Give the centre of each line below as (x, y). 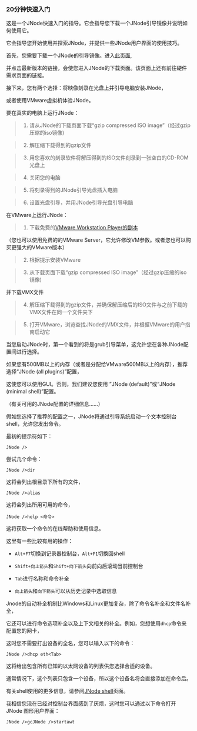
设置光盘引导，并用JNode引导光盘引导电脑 (81, 203)
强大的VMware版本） (42, 248)
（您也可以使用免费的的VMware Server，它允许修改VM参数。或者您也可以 (96, 240)
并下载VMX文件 (25, 292)
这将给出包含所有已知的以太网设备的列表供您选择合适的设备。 (81, 666)
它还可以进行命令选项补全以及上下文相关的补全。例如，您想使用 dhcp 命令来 (96, 623)
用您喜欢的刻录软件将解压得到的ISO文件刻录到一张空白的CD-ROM (109, 158)
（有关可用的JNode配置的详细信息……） (55, 404)
